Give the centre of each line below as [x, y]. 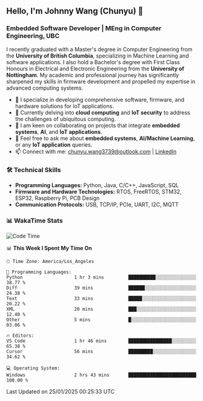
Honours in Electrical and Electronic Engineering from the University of [95, 68]
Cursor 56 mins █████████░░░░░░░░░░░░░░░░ [101, 352]
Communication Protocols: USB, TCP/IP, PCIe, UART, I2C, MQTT [97, 204]
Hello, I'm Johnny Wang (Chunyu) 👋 [75, 11]
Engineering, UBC [33, 36]
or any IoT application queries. [54, 144]
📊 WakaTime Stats [35, 220]
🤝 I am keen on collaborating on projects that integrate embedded [97, 125]
